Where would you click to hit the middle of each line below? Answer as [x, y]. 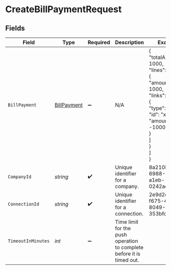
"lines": [158, 70]
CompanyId [20, 177]
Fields [15, 28]
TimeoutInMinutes [29, 241]
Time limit [127, 222]
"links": [158, 95]
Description [130, 42]
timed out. [127, 260]
